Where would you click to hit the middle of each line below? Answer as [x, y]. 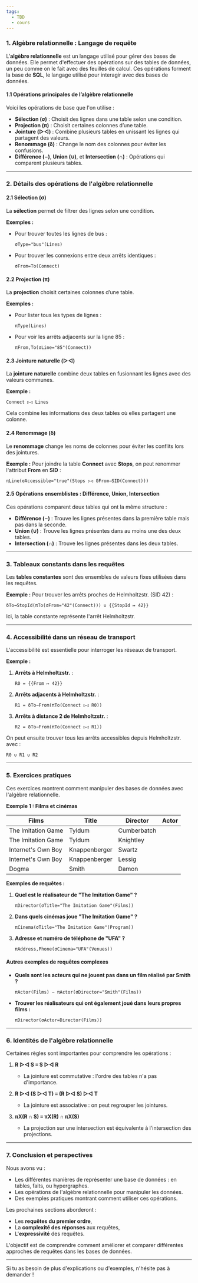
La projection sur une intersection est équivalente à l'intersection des [107, 1128]
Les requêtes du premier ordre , [53, 1221]
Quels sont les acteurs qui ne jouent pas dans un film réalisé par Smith [103, 975]
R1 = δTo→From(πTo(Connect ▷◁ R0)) [58, 705]
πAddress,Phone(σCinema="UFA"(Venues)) [64, 949]
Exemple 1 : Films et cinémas [42, 806]
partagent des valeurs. [42, 138]
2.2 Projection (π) [28, 279]
